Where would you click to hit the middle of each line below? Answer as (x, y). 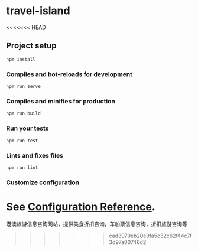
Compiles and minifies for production (61, 101)
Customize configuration (43, 182)
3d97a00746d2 (128, 242)
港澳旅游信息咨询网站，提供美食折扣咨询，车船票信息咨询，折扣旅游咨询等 (97, 224)
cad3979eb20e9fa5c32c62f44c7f (150, 236)
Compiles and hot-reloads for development (69, 74)
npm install (21, 59)
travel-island (38, 11)
